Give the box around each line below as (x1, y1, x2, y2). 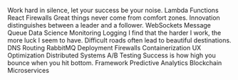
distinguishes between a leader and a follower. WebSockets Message (7, 21, 212, 29)
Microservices (7, 67, 50, 74)
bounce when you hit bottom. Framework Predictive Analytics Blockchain (7, 59, 222, 67)
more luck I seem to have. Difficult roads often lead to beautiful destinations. (7, 36, 232, 45)
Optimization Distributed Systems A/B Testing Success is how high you (7, 51, 216, 59)
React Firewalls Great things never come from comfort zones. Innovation (7, 13, 221, 22)
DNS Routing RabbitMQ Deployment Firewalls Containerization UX (7, 44, 202, 52)
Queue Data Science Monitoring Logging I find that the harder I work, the (7, 28, 222, 37)
